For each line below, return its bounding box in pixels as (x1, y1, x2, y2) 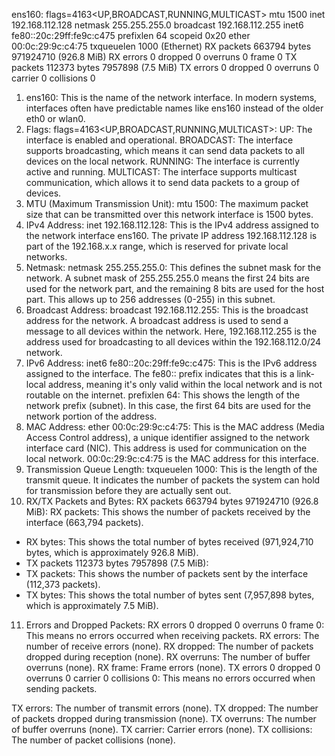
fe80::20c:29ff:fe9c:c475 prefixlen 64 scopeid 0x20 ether (11, 30, 251, 41)
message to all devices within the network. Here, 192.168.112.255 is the (25, 325, 318, 337)
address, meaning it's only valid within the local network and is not (47, 379, 323, 390)
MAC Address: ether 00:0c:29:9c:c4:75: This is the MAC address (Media (25, 421, 325, 433)
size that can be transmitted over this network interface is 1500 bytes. (25, 209, 314, 220)
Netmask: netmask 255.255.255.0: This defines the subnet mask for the (25, 262, 322, 273)
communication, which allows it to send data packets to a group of (25, 177, 300, 188)
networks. (25, 251, 68, 263)
